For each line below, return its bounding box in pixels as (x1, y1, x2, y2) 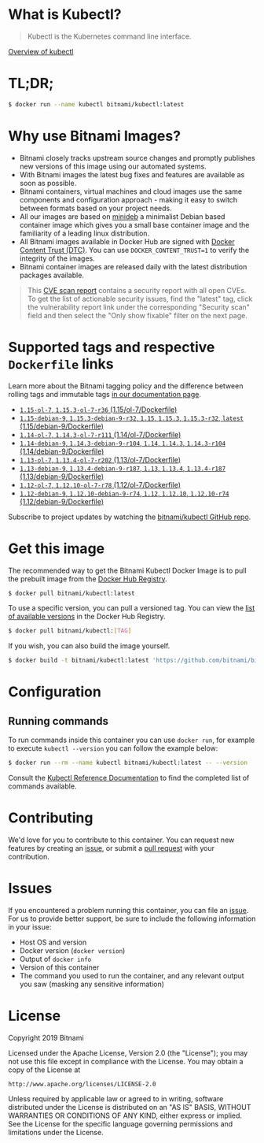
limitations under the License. (8, 1127, 104, 1137)
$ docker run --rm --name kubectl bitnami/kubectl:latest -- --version (8, 759, 247, 767)
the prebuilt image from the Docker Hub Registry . (8, 573, 167, 584)
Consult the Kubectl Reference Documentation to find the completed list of (8, 774, 250, 783)
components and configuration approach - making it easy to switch (19, 195, 238, 204)
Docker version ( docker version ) (19, 945, 126, 955)
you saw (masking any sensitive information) (19, 979, 165, 989)
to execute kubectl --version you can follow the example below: (8, 744, 218, 753)
